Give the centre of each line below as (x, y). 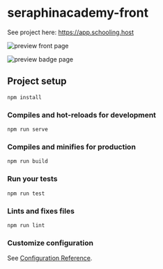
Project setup (37, 81)
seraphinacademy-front (78, 13)
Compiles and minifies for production (71, 147)
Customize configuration (51, 242)
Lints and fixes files (41, 211)
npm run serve (28, 130)
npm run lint (26, 225)
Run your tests (32, 179)
